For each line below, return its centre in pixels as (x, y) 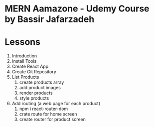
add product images (40, 88)
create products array (42, 82)
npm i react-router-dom (44, 109)
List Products (25, 77)
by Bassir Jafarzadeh (50, 19)
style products (34, 98)
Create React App (30, 66)
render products (36, 93)
